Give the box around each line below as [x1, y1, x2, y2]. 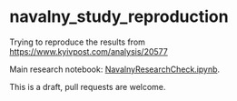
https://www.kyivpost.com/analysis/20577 [9, 45, 168, 56]
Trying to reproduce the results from [9, 36, 145, 47]
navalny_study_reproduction [9, 6, 229, 27]
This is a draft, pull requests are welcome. [9, 81, 166, 92]
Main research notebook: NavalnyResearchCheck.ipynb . [9, 64, 221, 75]
